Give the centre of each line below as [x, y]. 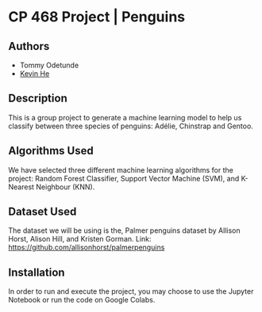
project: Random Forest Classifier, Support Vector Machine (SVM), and [124, 178]
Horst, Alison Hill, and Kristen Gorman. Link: [80, 239]
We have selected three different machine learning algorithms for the [121, 169]
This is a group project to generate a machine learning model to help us [125, 117]
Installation [37, 272]
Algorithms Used [51, 151]
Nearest [21, 187]
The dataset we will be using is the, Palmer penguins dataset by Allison [124, 230]
